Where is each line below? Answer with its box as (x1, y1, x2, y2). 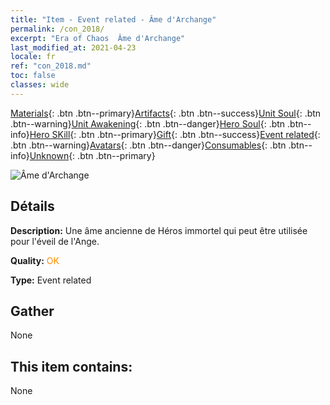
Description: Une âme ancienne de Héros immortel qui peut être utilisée (10, 224, 308, 236)
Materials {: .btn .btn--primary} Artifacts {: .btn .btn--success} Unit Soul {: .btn (10, 107, 322, 119)
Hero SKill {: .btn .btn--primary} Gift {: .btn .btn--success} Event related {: (29, 128, 321, 140)
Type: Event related (10, 274, 92, 286)
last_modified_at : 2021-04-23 (10, 42, 137, 53)
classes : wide (10, 80, 70, 90)
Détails (10, 198, 55, 215)
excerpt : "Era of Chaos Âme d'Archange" (10, 33, 186, 43)
